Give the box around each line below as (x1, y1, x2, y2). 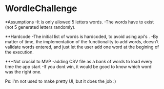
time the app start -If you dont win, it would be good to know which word (5, 64, 152, 70)
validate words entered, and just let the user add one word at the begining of (5, 44, 159, 50)
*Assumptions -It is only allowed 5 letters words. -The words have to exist (5, 19, 154, 25)
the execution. (5, 49, 34, 55)
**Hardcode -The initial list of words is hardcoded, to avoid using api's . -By (5, 34, 159, 39)
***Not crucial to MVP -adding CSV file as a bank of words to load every (5, 58, 153, 64)
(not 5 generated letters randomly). (5, 24, 76, 30)
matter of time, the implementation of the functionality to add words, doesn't (5, 38, 159, 44)
